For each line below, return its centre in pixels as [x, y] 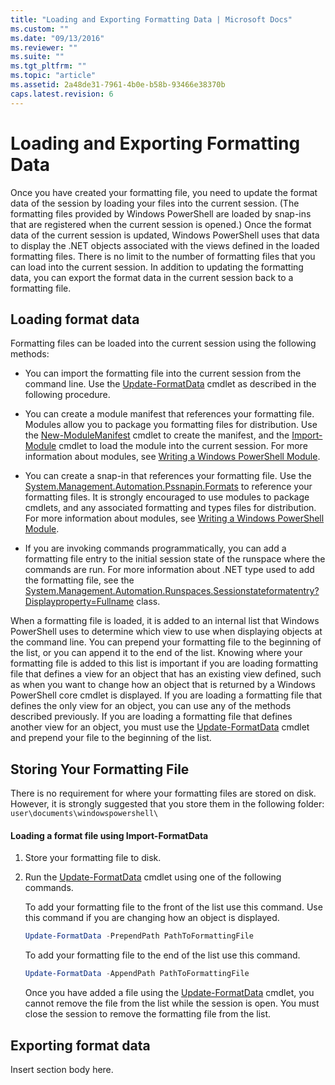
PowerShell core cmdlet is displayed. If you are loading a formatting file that [166, 695]
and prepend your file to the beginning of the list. [111, 738]
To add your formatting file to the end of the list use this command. [162, 955]
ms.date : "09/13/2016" [57, 38]
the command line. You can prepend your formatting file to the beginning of [166, 642]
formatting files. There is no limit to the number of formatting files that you [163, 256]
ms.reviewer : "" [44, 47]
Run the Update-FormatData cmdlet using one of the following [153, 877]
